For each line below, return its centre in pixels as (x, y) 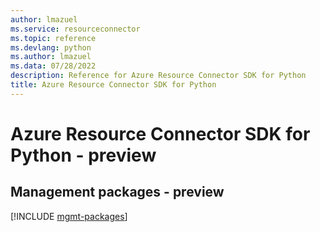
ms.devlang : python (51, 47)
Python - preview (83, 155)
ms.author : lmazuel (51, 57)
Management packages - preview (117, 192)
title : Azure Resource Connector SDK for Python (113, 85)
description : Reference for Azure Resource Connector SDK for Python (158, 76)
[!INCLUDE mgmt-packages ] (69, 216)
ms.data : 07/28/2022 (53, 66)
